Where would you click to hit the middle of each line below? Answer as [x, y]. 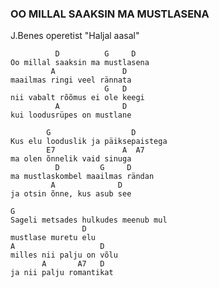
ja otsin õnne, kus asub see [71, 194]
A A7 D [73, 264]
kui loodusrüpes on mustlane [71, 115]
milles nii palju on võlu [64, 255]
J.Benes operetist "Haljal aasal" [75, 36]
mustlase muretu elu [53, 238]
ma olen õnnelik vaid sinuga [71, 159]
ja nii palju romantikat [62, 273]
